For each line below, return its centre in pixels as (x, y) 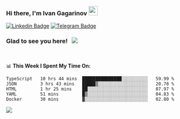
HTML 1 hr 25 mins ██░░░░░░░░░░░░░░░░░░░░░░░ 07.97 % (90, 89)
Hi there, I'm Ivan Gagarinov (47, 13)
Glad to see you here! (37, 41)
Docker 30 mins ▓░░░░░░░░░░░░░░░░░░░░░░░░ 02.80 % (90, 99)
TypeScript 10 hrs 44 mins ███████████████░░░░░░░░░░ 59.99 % (90, 79)
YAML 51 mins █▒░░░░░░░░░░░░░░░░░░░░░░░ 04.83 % (90, 94)
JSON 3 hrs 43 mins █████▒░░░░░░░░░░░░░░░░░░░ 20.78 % (90, 84)
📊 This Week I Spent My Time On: (48, 66)
